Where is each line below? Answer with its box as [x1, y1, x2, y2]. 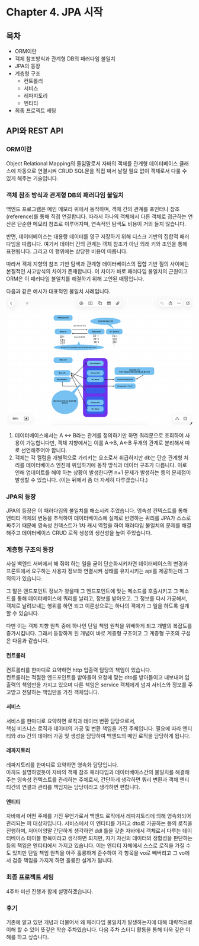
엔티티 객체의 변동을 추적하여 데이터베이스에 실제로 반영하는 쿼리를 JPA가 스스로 [6, 514, 191, 522]
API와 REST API [6, 126, 63, 136]
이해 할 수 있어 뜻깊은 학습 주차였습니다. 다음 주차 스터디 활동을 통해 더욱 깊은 [6, 926, 185, 933]
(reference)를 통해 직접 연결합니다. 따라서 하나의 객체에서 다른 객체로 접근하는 [6, 213, 187, 220]
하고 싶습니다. [17, 933, 49, 940]
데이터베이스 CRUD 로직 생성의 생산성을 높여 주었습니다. [21, 529, 152, 536]
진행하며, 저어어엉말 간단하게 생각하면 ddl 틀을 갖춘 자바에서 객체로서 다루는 [6, 827, 182, 835]
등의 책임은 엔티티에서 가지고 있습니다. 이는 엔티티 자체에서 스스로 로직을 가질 [6, 842, 185, 849]
